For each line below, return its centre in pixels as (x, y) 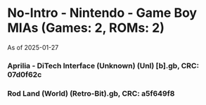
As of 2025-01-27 (33, 47)
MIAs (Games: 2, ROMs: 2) (86, 28)
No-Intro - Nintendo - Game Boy (102, 13)
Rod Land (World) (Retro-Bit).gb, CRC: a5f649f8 (91, 93)
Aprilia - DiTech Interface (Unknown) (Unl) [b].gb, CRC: (103, 66)
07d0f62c (25, 74)
